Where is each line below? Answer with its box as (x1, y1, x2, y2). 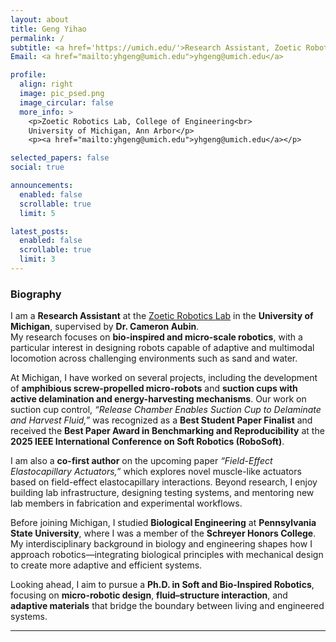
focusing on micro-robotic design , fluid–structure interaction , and (10, 589, 288, 601)
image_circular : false (19, 97, 114, 108)
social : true (10, 162, 65, 173)
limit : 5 (19, 208, 56, 218)
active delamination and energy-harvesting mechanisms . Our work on (10, 393, 307, 405)
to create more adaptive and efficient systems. (10, 559, 203, 571)
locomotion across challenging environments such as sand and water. (10, 352, 298, 365)
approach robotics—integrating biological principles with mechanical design (10, 549, 324, 561)
